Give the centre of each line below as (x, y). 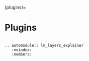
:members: (22, 54)
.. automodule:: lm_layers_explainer (44, 45)
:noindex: (22, 50)
